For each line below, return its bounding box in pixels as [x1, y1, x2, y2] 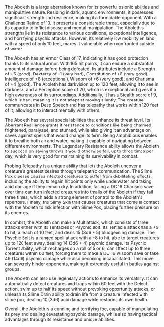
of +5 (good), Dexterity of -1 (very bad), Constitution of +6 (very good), [5, 71, 149, 76]
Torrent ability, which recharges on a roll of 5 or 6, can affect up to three [5, 245, 151, 251]
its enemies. [5, 210, 29, 215]
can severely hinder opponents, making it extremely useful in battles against [5, 261, 159, 267]
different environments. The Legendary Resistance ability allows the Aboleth [5, 143, 159, 149]
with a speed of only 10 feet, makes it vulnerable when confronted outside [5, 41, 155, 46]
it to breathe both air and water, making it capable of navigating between [5, 138, 152, 144]
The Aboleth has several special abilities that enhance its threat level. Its [5, 117, 151, 123]
